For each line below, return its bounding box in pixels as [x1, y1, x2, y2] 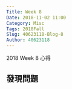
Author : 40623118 [6, 37, 50, 43]
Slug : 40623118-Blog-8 [6, 31, 64, 38]
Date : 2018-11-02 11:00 [6, 15, 67, 21]
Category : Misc [6, 20, 45, 26]
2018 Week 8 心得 [6, 54, 51, 61]
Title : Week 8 [6, 8, 42, 15]
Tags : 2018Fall [6, 25, 45, 32]
